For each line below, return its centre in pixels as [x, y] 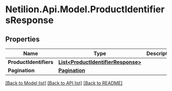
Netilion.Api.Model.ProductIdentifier [85, 9]
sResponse [29, 20]
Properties [23, 39]
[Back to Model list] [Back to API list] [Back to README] [64, 83]
